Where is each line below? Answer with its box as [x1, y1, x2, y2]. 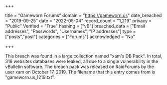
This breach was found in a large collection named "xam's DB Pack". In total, [5, 53, 163, 59]
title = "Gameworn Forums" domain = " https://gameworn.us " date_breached [5, 12, 162, 18]
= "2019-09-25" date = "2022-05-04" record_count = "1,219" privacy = [5, 18, 152, 23]
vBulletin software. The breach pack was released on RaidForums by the [5, 63, 155, 69]
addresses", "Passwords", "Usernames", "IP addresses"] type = [5, 28, 136, 34]
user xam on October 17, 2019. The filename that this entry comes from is [5, 69, 156, 75]
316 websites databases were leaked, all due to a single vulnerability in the [5, 58, 159, 64]
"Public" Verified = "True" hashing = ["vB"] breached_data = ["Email [5, 23, 146, 29]
